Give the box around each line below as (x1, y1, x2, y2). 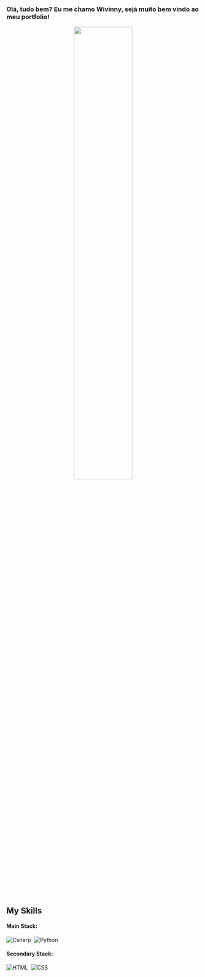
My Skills (6, 905, 42, 916)
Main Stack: (6, 922, 38, 930)
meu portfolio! (6, 12, 50, 21)
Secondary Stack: (6, 950, 53, 957)
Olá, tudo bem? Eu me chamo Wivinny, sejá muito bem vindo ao (6, 5, 199, 14)
